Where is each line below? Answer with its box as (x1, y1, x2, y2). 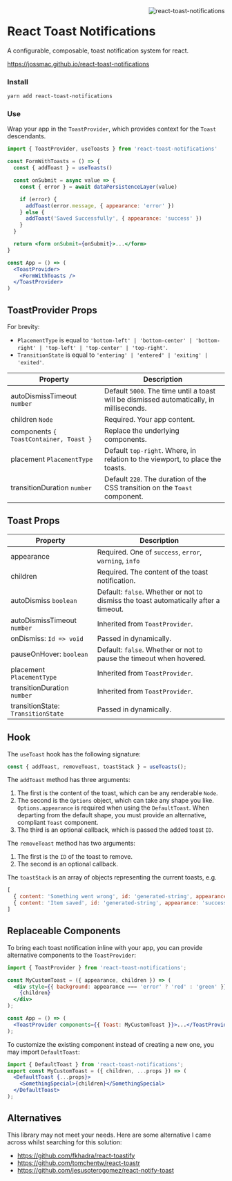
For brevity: (7, 322, 40, 331)
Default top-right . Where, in (104, 445, 197, 455)
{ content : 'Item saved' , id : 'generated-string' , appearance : (13, 900, 199, 906)
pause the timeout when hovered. (97, 653, 206, 663)
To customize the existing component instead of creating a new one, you (7, 1040, 214, 1048)
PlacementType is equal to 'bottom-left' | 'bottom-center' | (17, 335, 193, 344)
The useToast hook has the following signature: (7, 750, 142, 758)
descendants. (7, 132, 46, 140)
